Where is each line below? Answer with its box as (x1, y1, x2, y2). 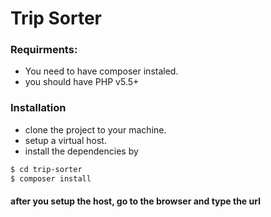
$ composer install (10, 173, 92, 184)
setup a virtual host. (24, 134, 107, 146)
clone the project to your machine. (24, 123, 167, 136)
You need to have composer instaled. (24, 65, 179, 77)
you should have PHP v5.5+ (24, 76, 140, 88)
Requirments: (10, 43, 78, 57)
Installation (10, 101, 67, 115)
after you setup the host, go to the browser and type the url (10, 195, 261, 207)
